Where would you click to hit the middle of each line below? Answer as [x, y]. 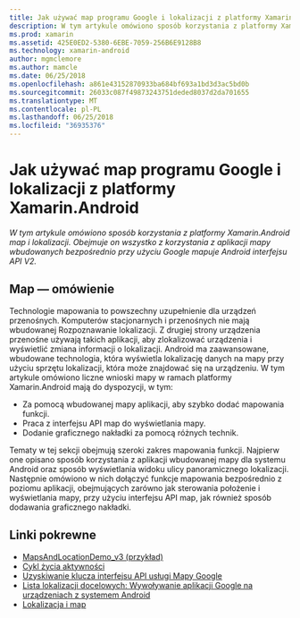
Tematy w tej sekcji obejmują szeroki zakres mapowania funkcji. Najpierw [144, 450]
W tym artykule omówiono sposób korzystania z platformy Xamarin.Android [150, 233]
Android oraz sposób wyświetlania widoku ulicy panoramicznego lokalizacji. [149, 469]
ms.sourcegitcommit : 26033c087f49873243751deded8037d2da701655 [129, 92]
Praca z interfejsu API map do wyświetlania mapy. [114, 423]
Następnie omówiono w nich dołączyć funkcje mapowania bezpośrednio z [146, 478]
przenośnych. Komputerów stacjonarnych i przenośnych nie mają [129, 320]
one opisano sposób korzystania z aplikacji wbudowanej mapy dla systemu [147, 459]
